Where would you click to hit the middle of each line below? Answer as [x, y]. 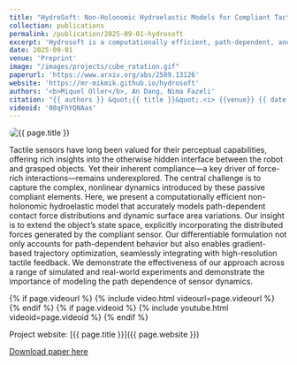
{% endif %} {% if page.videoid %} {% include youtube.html [119, 308]
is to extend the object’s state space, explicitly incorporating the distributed [146, 225]
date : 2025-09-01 [41, 50]
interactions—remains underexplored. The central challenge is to [143, 179]
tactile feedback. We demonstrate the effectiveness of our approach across [147, 262]
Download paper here [49, 352]
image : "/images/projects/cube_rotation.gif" [94, 67]
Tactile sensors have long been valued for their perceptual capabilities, [138, 150]
